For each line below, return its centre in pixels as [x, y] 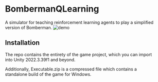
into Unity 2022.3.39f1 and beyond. [40, 60]
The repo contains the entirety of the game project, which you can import [79, 54]
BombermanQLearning [52, 9]
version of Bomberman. [29, 27]
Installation [22, 43]
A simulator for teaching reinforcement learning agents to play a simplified [79, 22]
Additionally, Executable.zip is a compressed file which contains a [71, 69]
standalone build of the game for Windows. [48, 74]
